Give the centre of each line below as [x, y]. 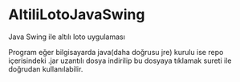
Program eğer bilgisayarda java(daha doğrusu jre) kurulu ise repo [116, 52]
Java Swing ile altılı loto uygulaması [67, 37]
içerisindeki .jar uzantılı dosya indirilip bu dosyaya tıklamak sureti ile [120, 61]
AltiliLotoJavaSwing [77, 15]
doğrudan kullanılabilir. [46, 68]
